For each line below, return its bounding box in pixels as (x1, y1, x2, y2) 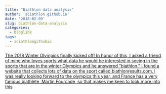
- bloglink (9, 30, 32, 35)
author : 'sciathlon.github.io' (5, 12, 70, 17)
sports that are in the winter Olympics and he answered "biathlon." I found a (5, 63, 160, 69)
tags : (5, 35, 16, 40)
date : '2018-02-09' (5, 16, 45, 21)
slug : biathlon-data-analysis (5, 21, 68, 26)
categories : (5, 25, 30, 30)
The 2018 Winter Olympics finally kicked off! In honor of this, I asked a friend (5, 52, 161, 58)
